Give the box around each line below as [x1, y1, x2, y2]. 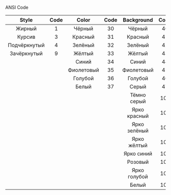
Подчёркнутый [8, 42, 45, 48]
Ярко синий [124, 150, 153, 157]
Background [123, 16, 153, 23]
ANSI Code [5, 5, 29, 10]
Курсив [17, 33, 36, 40]
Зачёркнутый [10, 50, 43, 57]
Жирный [16, 25, 37, 32]
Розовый [127, 158, 149, 165]
